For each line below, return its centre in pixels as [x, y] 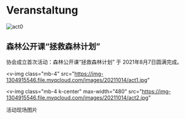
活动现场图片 [22, 110]
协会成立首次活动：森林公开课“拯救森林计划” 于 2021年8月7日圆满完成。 [94, 62]
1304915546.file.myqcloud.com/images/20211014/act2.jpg [77, 97]
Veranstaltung [42, 10]
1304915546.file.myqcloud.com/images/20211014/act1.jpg [77, 80]
